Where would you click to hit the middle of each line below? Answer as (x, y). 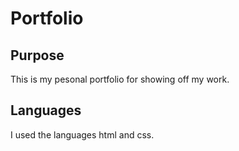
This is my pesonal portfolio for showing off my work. (120, 79)
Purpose (37, 55)
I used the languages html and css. (82, 134)
